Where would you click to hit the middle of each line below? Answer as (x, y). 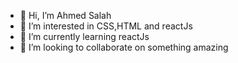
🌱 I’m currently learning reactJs (84, 36)
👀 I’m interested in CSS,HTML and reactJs (106, 26)
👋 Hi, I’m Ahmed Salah (65, 15)
